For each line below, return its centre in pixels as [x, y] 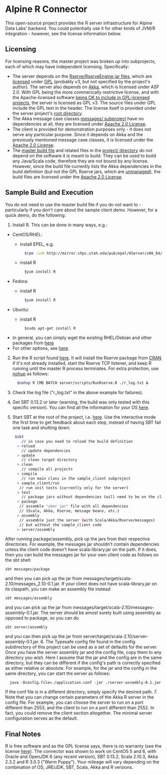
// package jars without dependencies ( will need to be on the [88, 497]
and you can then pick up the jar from [43, 636]
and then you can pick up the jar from [43, 579]
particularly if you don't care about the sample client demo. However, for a [81, 210]
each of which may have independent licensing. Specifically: [67, 66]
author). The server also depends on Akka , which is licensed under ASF [86, 87]
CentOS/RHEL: [27, 234]
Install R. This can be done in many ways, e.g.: [60, 225]
